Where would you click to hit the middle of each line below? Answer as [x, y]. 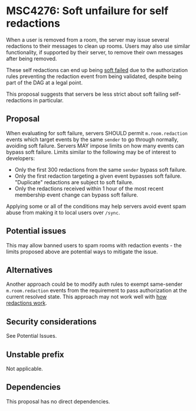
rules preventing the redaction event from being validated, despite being [94, 76]
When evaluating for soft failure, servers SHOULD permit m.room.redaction [97, 133]
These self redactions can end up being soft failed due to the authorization [97, 70]
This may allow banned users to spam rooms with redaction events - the [94, 245]
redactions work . [27, 303]
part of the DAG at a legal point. [44, 82]
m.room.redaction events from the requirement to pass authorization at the [97, 291]
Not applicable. [24, 368]
